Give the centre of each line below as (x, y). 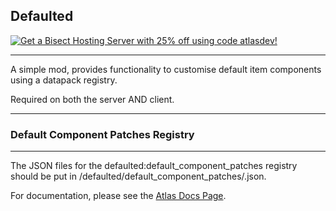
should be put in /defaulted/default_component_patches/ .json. (138, 176)
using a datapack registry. (64, 80)
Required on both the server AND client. (92, 99)
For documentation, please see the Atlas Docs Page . (118, 196)
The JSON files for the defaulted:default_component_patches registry (154, 166)
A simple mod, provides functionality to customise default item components (166, 69)
